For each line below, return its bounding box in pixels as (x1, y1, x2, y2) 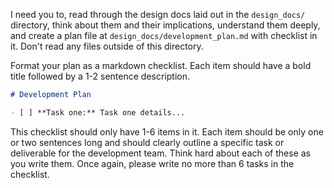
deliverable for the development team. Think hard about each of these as (10, 147, 311, 159)
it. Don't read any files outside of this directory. (10, 40, 204, 52)
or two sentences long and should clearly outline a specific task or (10, 136, 285, 148)
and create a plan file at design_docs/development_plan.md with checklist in (10, 30, 318, 41)
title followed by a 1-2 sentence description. (10, 70, 191, 82)
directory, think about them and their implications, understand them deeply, (10, 19, 321, 31)
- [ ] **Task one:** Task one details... (10, 107, 186, 118)
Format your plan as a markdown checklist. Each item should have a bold (10, 60, 312, 71)
